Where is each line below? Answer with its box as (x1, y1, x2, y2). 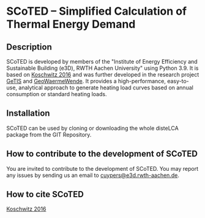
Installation (6, 108, 50, 119)
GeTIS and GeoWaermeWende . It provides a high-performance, (6, 78, 166, 85)
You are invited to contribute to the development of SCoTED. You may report (6, 165, 199, 172)
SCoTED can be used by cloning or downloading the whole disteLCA (6, 124, 179, 132)
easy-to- (167, 78, 190, 85)
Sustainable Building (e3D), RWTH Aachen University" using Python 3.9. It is (6, 64, 199, 72)
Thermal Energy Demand (6, 17, 136, 31)
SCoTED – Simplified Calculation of (6, 4, 187, 18)
